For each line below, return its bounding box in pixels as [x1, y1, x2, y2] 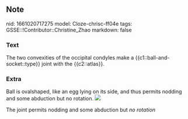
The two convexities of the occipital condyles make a [6, 54, 134, 61]
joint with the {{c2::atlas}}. [41, 61, 105, 68]
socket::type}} [6, 61, 41, 68]
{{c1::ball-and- [135, 54, 170, 61]
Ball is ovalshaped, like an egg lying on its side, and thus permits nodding [6, 88, 182, 95]
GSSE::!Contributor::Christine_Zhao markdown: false [6, 26, 133, 33]
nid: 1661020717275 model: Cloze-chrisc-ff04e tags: [6, 20, 133, 27]
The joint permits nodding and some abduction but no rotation [6, 106, 156, 113]
